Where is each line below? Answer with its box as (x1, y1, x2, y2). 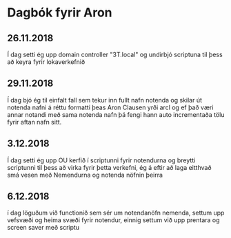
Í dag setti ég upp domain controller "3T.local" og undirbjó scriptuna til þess (7, 50, 223, 58)
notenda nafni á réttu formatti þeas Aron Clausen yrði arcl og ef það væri (7, 103, 214, 111)
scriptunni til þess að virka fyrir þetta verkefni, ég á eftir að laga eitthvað (7, 163, 212, 171)
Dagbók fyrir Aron (7, 5, 112, 21)
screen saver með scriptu (7, 224, 80, 232)
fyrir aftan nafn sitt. (7, 118, 62, 126)
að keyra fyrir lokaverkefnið (7, 58, 86, 66)
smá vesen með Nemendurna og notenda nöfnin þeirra (7, 171, 163, 179)
